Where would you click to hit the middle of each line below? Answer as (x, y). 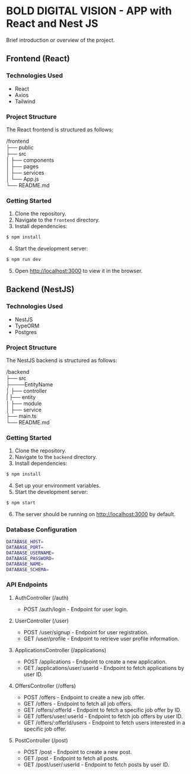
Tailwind (25, 101)
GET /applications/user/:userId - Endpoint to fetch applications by (104, 668)
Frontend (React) (38, 59)
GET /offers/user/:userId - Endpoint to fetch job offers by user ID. (103, 716)
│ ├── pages (23, 166)
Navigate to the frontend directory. (57, 220)
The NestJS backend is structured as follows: (62, 360)
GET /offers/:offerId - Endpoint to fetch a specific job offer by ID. (102, 710)
